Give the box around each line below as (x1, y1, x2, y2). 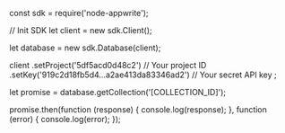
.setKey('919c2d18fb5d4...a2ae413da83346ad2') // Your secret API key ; (9, 69, 277, 80)
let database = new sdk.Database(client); (9, 42, 161, 53)
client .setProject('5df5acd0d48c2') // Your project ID (9, 60, 207, 70)
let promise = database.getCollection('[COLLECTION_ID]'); (9, 87, 227, 97)
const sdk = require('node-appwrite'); (9, 8, 150, 18)
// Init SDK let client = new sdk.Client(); (9, 25, 152, 35)
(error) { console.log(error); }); (9, 114, 121, 124)
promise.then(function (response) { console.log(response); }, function (9, 104, 267, 115)
